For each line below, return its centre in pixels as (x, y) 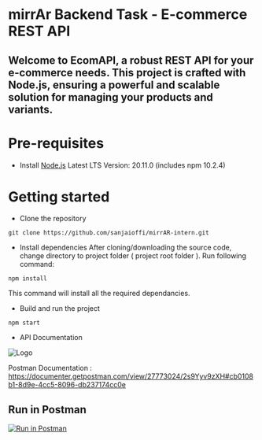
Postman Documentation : (50, 368)
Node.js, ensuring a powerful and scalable (114, 85)
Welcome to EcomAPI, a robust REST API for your (131, 60)
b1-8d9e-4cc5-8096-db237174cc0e (67, 385)
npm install (28, 279)
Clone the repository (53, 219)
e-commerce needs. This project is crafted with (127, 72)
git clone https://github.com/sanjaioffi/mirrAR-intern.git (109, 233)
